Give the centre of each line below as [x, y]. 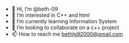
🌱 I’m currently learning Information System [64, 21]
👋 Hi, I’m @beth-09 [35, 9]
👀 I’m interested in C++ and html [50, 15]
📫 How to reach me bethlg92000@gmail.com [67, 34]
